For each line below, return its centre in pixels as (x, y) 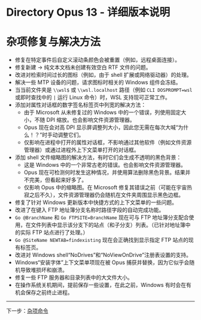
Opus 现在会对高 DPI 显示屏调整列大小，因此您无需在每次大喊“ (101, 127)
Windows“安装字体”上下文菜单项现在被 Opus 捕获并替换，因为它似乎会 (102, 262)
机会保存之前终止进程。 (44, 292)
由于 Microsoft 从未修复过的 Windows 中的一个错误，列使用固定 (102, 112)
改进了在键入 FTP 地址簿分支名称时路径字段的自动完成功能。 (89, 210)
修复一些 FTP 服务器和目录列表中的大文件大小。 (74, 277)
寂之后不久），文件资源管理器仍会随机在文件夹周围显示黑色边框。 (104, 195)
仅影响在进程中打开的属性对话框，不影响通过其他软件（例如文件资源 (108, 142)
